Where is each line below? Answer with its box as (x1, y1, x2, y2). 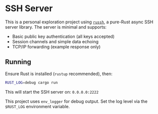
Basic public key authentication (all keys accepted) (12, 33, 115, 39)
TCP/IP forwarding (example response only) (12, 44, 101, 49)
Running (5, 58, 32, 66)
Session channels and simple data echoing (12, 38, 99, 44)
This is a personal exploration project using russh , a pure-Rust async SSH (5, 19, 154, 25)
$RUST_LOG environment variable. (5, 103, 70, 109)
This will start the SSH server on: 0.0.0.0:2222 (5, 89, 99, 95)
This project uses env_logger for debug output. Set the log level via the (5, 98, 148, 104)
